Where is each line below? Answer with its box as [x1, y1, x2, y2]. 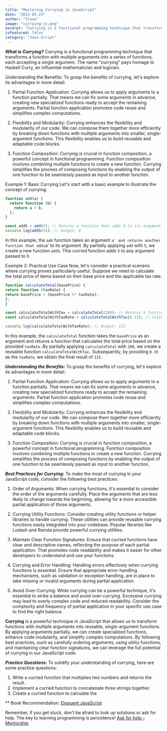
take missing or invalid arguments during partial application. [12, 578, 135, 584]
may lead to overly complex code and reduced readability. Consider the [12, 598, 159, 604]
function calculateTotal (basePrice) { [5, 283, 85, 288]
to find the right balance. [12, 609, 63, 614]
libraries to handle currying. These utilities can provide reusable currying [12, 516, 162, 522]
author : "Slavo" [5, 16, 39, 21]
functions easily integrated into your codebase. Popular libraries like [12, 522, 152, 527]
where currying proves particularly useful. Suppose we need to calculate [5, 268, 155, 274]
